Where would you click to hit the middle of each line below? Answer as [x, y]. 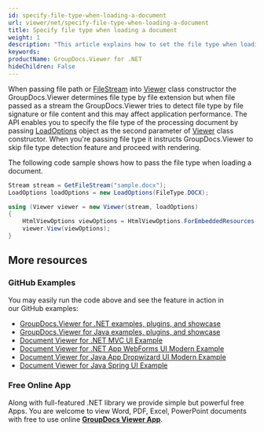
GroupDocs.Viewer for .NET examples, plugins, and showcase [120, 324]
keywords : [24, 52]
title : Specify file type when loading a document [93, 30]
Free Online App [40, 386]
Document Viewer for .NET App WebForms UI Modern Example [122, 348]
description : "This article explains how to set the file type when [123, 45]
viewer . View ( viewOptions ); [66, 229]
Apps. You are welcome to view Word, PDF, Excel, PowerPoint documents [128, 411]
